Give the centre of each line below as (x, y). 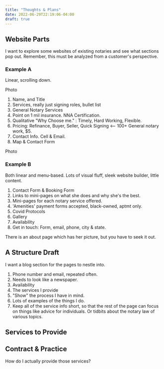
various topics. (28, 316)
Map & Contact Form (34, 142)
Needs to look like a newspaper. (45, 279)
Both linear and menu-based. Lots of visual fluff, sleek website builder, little (82, 175)
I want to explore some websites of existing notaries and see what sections (82, 51)
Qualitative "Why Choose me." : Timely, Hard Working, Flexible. (77, 121)
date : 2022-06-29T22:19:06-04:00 (40, 14)
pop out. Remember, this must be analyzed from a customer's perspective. (82, 57)
